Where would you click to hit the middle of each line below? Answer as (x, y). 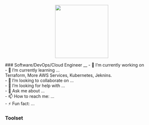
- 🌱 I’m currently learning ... (32, 70)
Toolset (14, 118)
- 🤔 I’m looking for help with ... (35, 86)
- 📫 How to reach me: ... (30, 96)
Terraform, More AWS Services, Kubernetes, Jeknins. (58, 75)
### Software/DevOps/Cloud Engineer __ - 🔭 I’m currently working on (75, 65)
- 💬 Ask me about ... (25, 91)
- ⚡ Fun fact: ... (20, 104)
